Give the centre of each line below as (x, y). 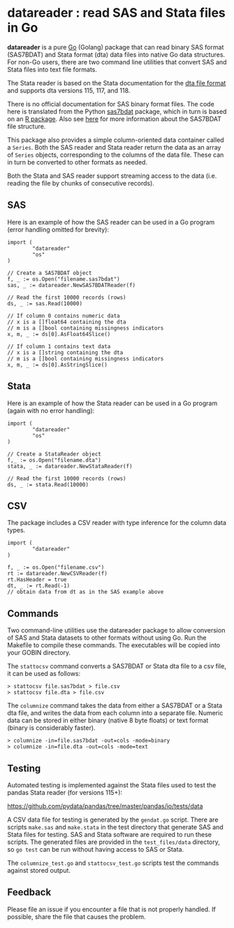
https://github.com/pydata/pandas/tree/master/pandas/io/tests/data (105, 806)
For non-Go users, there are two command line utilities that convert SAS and (117, 62)
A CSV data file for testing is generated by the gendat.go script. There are (113, 820)
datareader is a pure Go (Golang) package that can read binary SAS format (116, 47)
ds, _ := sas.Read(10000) (45, 303)
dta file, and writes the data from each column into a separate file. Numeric (115, 713)
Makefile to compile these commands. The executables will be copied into (114, 645)
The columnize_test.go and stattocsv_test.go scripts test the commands (113, 863)
